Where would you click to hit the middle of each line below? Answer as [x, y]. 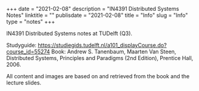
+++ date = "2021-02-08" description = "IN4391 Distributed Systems [93, 9]
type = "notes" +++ [31, 22]
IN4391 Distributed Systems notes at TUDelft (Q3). [69, 33]
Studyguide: [22, 45]
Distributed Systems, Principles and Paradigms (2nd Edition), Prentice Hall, [100, 58]
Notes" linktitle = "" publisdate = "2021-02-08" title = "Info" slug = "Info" [97, 15]
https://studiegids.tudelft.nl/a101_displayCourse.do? [102, 45]
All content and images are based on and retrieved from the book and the [98, 76]
